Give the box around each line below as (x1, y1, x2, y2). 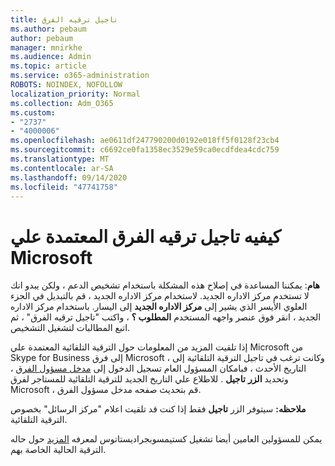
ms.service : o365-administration (10, 71, 150, 81)
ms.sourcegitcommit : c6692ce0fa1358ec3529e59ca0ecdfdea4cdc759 (10, 145, 280, 155)
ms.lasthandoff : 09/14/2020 (10, 172, 128, 183)
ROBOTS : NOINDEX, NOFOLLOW (10, 80, 123, 90)
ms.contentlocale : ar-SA (10, 163, 114, 173)
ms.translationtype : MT (10, 154, 110, 164)
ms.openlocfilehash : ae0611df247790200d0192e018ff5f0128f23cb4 (10, 136, 280, 146)
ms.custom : (10, 107, 56, 118)
